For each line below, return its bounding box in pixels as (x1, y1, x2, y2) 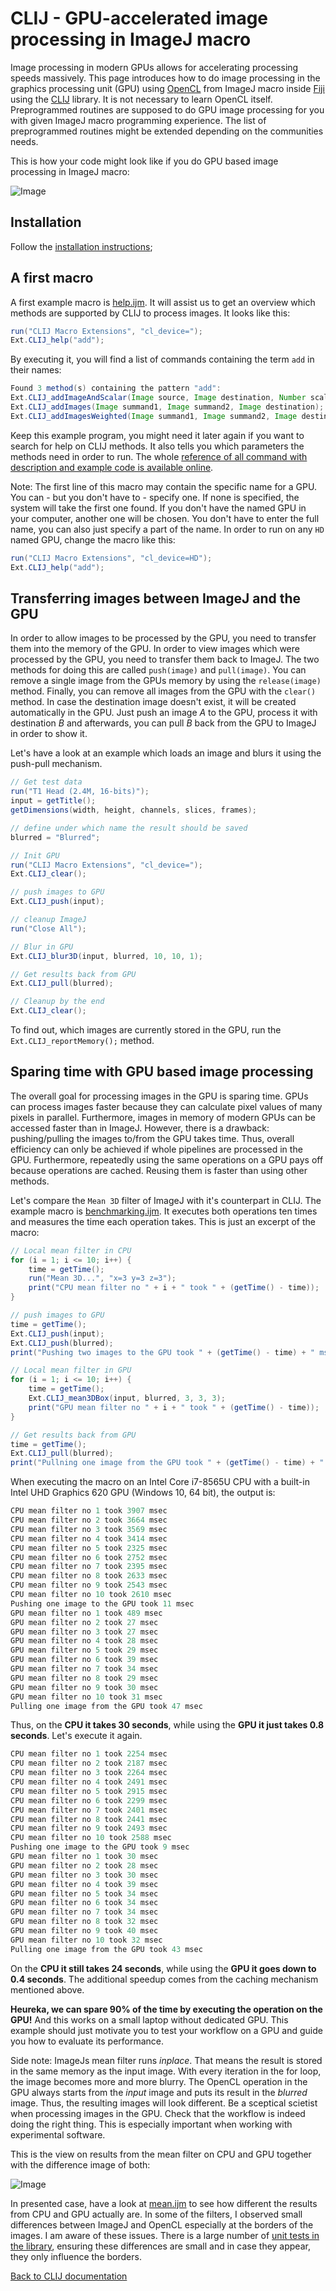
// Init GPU (10, 850, 60, 861)
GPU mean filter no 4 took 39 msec (10, 1879, 159, 1889)
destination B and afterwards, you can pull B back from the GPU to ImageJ (10, 717, 317, 729)
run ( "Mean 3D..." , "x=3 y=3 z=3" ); (28, 1273, 177, 1284)
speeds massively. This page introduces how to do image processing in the (10, 72, 321, 84)
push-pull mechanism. (10, 758, 103, 770)
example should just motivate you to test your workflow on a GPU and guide (10, 2024, 323, 2036)
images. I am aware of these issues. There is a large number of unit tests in (10, 2229, 320, 2241)
